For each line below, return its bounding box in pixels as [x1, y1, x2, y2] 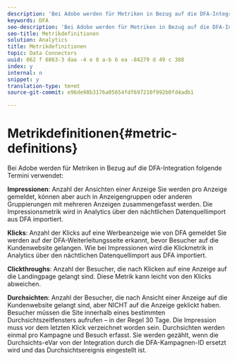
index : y [7, 63, 33, 70]
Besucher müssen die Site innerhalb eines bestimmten [7, 308, 166, 317]
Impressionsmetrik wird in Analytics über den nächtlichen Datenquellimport [7, 207, 226, 216]
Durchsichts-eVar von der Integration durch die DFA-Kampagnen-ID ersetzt [7, 338, 226, 347]
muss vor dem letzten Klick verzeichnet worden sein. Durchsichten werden [7, 324, 225, 332]
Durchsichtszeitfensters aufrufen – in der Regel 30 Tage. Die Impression [7, 316, 217, 324]
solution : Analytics [7, 37, 68, 44]
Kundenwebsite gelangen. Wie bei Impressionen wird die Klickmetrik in [7, 244, 214, 252]
